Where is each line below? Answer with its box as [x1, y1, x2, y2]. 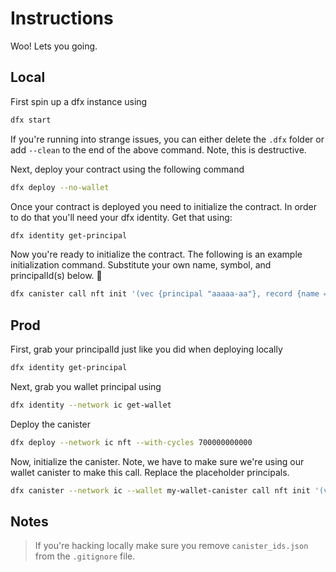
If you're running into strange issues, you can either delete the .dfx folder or [10, 133, 325, 145]
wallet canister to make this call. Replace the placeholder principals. [10, 466, 290, 478]
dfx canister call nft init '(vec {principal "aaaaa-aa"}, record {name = [10, 289, 329, 299]
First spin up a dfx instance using [10, 95, 148, 107]
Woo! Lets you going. [10, 40, 98, 52]
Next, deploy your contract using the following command [10, 163, 245, 175]
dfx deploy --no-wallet [10, 182, 110, 192]
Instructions [10, 7, 114, 30]
